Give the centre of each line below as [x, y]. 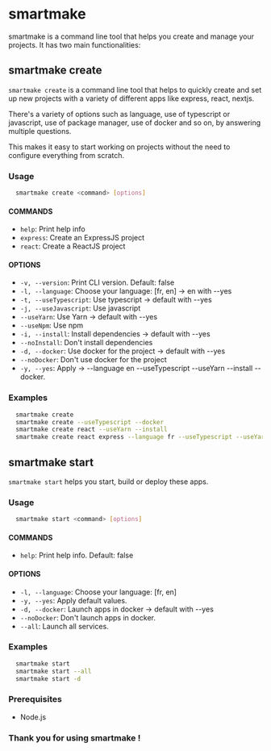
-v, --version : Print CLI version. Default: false [97, 282]
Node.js [33, 717]
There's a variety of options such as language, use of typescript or [119, 114]
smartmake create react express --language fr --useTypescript [124, 437]
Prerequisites [35, 699]
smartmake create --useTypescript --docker [90, 422]
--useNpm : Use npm [52, 325]
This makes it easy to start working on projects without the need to [119, 147]
